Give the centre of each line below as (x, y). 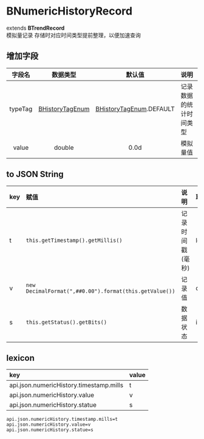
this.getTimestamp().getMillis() (74, 240)
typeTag (21, 109)
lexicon (20, 358)
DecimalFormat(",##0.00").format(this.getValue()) (100, 291)
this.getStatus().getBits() (66, 322)
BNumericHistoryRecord (69, 11)
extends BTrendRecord (36, 28)
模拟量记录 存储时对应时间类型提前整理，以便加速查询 (73, 35)
